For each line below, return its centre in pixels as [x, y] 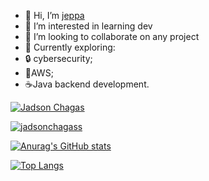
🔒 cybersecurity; [58, 58]
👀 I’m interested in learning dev [88, 26]
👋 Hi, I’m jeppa [54, 15]
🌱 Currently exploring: [70, 47]
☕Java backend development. [87, 84]
